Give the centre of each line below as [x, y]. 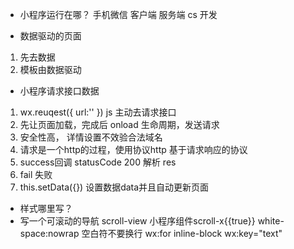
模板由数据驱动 [50, 69]
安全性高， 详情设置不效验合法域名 [91, 137]
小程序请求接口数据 [59, 91]
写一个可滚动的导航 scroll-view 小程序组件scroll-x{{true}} [137, 221]
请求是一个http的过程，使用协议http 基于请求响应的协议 [133, 149]
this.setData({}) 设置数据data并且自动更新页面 [114, 187]
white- [271, 221]
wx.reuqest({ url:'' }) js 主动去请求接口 [98, 112]
